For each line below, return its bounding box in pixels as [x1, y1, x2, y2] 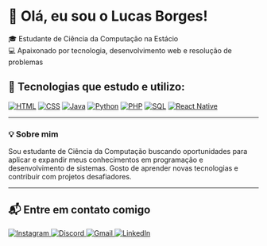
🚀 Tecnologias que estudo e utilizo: [8, 80, 185, 94]
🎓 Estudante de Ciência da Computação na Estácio [8, 33, 179, 43]
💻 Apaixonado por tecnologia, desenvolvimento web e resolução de [8, 45, 232, 55]
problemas [8, 57, 44, 67]
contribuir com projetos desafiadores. [8, 172, 132, 182]
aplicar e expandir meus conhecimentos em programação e [8, 155, 204, 165]
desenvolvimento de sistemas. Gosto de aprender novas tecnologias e [8, 163, 238, 173]
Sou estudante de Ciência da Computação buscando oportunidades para [8, 147, 248, 156]
